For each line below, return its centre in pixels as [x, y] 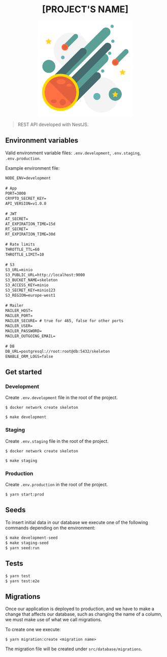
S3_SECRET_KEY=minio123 [30, 290]
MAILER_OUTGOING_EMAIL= [30, 336]
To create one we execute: [33, 629]
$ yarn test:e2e [22, 581]
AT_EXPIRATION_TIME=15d [30, 224]
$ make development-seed [31, 538]
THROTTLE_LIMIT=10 [25, 254]
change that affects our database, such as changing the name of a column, [84, 614]
